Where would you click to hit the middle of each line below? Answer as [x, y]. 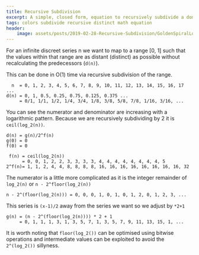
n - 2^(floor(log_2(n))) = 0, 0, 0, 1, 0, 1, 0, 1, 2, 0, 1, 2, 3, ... [96, 195]
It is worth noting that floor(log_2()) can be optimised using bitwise [90, 233]
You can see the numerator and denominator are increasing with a [87, 112]
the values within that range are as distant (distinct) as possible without [93, 57]
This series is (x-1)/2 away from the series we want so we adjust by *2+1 [96, 206]
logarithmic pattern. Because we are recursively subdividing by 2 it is [90, 119]
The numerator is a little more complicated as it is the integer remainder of [97, 178]
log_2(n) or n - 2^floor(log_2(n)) [49, 184]
